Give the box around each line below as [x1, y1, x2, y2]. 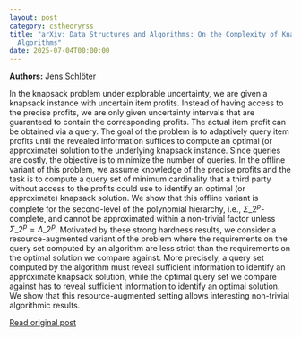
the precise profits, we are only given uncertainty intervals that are [9, 107, 255, 118]
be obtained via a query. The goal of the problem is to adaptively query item [9, 126, 289, 137]
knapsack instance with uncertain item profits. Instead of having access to [9, 97, 284, 108]
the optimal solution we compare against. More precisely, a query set [9, 252, 264, 264]
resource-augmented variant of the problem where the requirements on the [9, 233, 288, 244]
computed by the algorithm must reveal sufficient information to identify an [9, 262, 286, 273]
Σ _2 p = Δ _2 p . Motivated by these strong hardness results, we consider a [9, 223, 277, 235]
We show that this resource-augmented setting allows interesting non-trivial [9, 291, 289, 301]
